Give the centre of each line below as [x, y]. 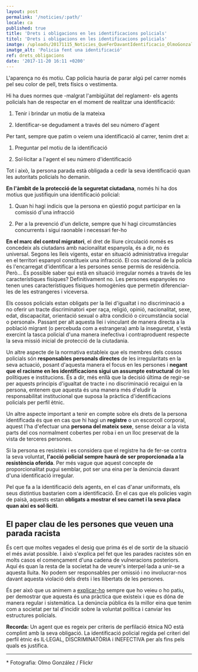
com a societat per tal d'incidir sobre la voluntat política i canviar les [89, 609]
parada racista [33, 533]
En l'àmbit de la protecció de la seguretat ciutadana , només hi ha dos [92, 188]
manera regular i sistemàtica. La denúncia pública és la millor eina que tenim [99, 603]
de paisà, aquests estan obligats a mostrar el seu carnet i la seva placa [93, 499]
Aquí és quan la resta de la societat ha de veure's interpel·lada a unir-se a [95, 566]
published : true [26, 28]
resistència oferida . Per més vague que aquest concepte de [80, 463]
